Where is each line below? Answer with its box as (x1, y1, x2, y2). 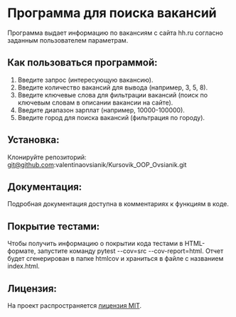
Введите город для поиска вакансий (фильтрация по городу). (17, 113, 205, 122)
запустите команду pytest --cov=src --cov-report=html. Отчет (37, 247, 224, 255)
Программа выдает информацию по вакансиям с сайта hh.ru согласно (7, 28, 224, 37)
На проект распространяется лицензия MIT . (7, 301, 142, 310)
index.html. (7, 262, 41, 271)
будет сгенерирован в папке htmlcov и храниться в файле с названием (7, 254, 224, 263)
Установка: (7, 134, 60, 146)
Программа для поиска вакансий (7, 5, 217, 21)
